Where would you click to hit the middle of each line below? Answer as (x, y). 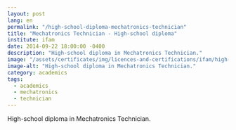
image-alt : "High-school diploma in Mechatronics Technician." (102, 66)
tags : (15, 79)
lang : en (20, 20)
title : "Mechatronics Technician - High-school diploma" (92, 33)
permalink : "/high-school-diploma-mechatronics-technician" (97, 27)
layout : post (26, 14)
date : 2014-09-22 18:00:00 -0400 (56, 46)
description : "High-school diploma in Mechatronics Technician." (105, 53)
